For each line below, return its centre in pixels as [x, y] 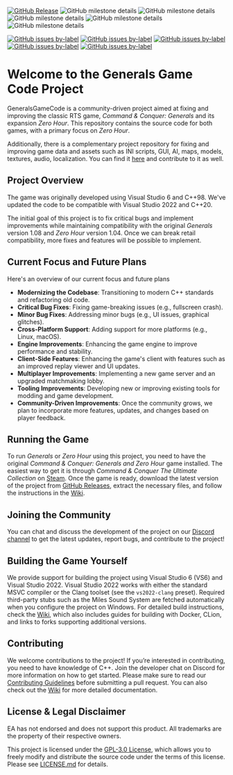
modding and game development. [66, 395]
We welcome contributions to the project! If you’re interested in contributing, [116, 660]
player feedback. [41, 417]
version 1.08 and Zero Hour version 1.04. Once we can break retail [102, 233]
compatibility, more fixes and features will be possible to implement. [104, 240]
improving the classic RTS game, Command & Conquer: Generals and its [111, 115]
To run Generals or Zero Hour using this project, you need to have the [106, 456]
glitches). [31, 322]
